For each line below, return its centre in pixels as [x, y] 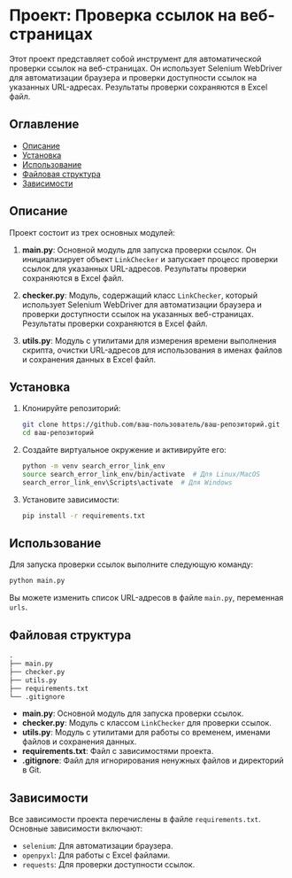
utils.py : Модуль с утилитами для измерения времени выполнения [149, 340]
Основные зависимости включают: [76, 828]
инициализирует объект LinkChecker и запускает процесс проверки [150, 259]
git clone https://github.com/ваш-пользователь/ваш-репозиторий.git [151, 425]
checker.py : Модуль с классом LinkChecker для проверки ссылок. [146, 723]
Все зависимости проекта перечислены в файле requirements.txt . [135, 820]
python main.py [37, 581]
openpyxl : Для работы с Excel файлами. [96, 855]
